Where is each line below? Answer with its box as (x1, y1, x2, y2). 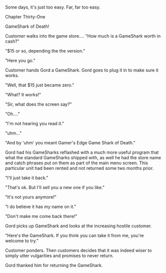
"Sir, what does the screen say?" (5, 101, 72, 107)
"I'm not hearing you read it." (5, 121, 65, 126)
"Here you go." (5, 58, 36, 64)
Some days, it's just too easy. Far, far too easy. (5, 4, 101, 10)
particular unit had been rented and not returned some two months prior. (5, 165, 154, 171)
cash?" (5, 38, 20, 44)
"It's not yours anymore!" (5, 194, 57, 200)
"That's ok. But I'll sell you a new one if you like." (5, 185, 105, 190)
